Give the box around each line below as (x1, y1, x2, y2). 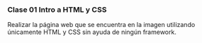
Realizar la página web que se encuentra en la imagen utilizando (7, 21, 196, 29)
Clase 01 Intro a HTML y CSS (7, 5, 107, 15)
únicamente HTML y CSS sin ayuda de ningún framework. (7, 28, 177, 36)
